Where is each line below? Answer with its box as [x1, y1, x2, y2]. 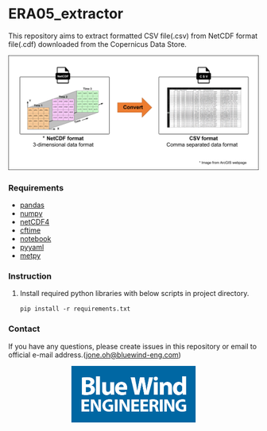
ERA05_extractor [8, 5, 124, 23]
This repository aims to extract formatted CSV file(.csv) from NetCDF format [8, 31, 258, 40]
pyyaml [19, 243, 44, 252]
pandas [19, 200, 45, 210]
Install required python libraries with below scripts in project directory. [19, 289, 250, 298]
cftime [19, 225, 41, 235]
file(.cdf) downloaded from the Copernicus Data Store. [8, 39, 187, 48]
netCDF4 [19, 217, 50, 227]
